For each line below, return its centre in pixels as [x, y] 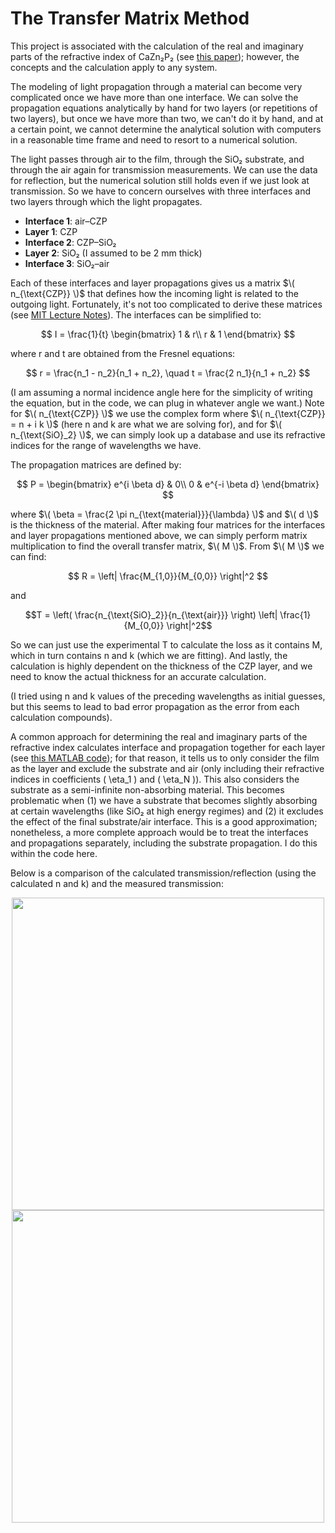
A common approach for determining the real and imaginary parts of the [159, 736]
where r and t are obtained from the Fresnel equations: [123, 353]
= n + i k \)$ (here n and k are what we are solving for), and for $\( [146, 424]
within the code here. [54, 853]
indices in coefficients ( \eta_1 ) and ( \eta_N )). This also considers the [155, 779]
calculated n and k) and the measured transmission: [117, 883]
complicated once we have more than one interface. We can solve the [154, 97]
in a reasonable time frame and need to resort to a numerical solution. [154, 139]
